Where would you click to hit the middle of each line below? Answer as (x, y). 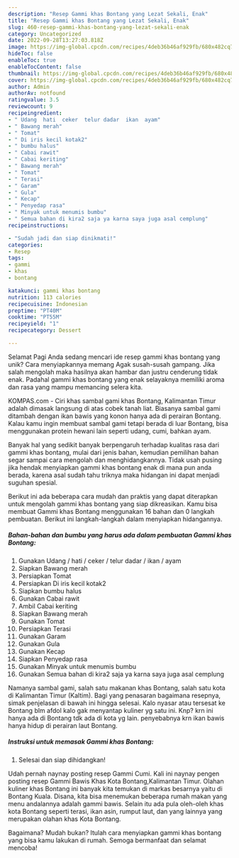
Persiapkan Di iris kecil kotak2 (62, 583)
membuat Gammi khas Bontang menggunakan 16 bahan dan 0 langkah (111, 511)
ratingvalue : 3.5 (34, 100)
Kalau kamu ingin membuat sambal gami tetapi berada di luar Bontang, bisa (118, 423)
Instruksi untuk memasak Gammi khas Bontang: (81, 742)
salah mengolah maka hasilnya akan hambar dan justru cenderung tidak (113, 372)
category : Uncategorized (45, 34)
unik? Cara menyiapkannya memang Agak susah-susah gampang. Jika (112, 364)
